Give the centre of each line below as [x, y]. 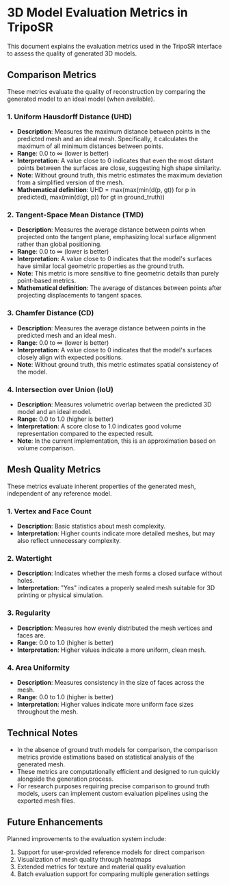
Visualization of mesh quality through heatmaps [84, 859]
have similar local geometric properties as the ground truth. [100, 266]
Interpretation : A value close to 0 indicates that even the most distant [115, 161]
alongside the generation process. [65, 779]
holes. [26, 581]
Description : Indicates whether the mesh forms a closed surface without [119, 573]
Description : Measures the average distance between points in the [111, 328]
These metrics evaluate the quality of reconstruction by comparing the [107, 91]
